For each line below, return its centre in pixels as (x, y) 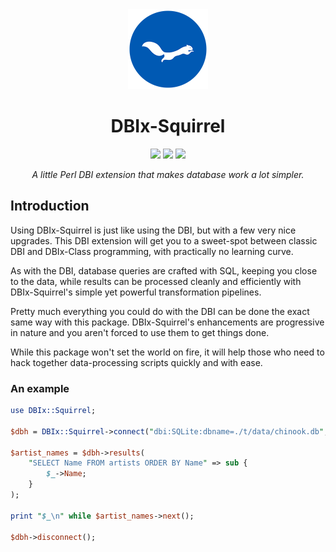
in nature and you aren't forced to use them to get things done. (140, 332)
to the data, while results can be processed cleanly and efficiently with (156, 281)
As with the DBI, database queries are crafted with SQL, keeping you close (164, 270)
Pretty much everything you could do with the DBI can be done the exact (160, 311)
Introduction (50, 206)
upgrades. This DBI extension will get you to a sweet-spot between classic (164, 240)
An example (40, 388)
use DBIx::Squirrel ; (53, 411)
